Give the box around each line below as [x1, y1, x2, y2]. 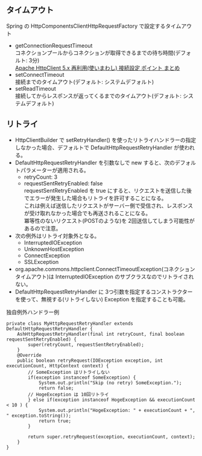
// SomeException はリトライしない [28, 369, 110, 375]
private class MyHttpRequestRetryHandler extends [6, 320, 134, 327]
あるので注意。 [24, 225, 62, 232]
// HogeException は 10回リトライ [28, 391, 109, 397]
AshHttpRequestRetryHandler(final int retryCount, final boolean [17, 331, 185, 337]
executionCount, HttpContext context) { [6, 362, 110, 369]
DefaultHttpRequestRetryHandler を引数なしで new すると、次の [14, 159, 175, 166]
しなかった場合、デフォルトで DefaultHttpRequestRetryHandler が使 [14, 144, 185, 151]
